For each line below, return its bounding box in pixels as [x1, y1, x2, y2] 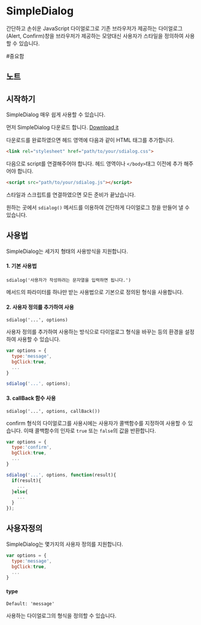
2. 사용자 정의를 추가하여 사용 [6, 303, 74, 310]
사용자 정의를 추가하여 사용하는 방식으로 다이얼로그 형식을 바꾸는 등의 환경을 [6, 328, 184, 336]
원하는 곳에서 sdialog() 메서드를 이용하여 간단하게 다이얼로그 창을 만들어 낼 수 [6, 204, 190, 211]
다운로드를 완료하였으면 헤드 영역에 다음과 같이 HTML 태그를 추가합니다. [6, 137, 175, 144]
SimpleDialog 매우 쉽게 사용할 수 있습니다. [6, 111, 106, 118]
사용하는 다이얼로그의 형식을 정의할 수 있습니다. [6, 612, 117, 620]
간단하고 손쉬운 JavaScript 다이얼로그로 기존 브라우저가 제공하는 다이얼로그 [6, 25, 183, 32]
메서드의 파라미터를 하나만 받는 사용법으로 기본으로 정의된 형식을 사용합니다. [6, 288, 184, 295]
